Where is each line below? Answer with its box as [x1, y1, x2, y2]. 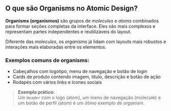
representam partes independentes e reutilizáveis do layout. [5, 28, 132, 35]
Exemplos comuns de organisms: [5, 56, 89, 63]
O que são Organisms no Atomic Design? [5, 4, 138, 13]
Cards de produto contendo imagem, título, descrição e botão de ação [12, 74, 161, 80]
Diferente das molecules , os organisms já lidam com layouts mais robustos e [5, 38, 166, 45]
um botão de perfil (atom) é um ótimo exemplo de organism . [17, 100, 145, 106]
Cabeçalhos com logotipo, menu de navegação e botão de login [12, 69, 148, 75]
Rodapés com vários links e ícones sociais [12, 79, 102, 85]
